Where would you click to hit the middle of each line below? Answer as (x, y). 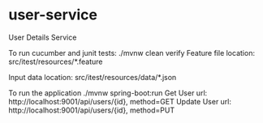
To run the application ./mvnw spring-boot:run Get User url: (108, 93)
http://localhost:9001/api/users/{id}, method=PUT (92, 110)
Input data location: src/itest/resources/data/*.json (93, 77)
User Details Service (43, 37)
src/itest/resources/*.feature (56, 61)
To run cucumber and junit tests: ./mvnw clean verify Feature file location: (132, 53)
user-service (53, 15)
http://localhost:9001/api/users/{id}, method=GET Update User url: (120, 101)
